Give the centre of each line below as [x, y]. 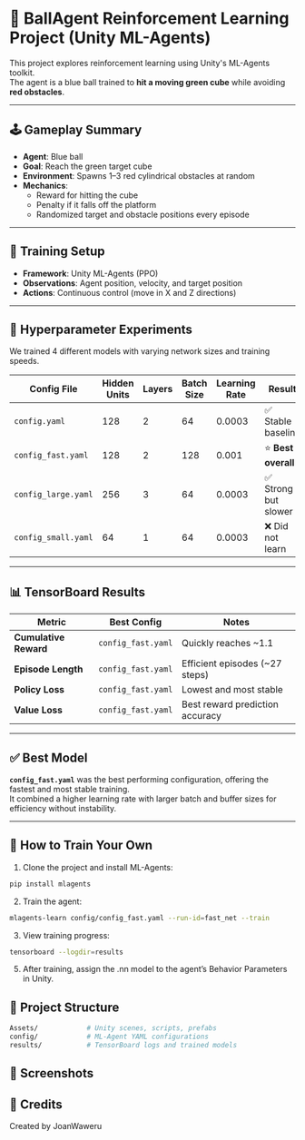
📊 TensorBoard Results [78, 592]
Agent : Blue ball [53, 156]
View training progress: [66, 935]
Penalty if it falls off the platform [96, 204]
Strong [279, 489]
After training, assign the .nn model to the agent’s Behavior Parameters [155, 969]
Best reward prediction [230, 704]
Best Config [135, 623]
